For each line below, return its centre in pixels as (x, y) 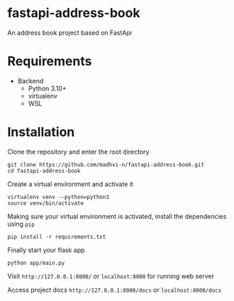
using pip (21, 224)
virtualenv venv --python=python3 (58, 197)
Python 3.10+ (48, 88)
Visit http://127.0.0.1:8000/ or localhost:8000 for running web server (111, 276)
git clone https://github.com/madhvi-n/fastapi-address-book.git (106, 164)
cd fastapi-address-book (44, 171)
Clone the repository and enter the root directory (78, 152)
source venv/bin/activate (45, 203)
